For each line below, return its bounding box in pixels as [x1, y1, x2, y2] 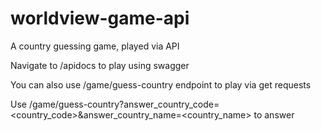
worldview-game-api [10, 7, 190, 30]
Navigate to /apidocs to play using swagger [10, 59, 190, 71]
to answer [253, 108, 295, 121]
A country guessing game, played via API [10, 40, 180, 52]
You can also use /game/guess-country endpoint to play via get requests [10, 78, 312, 91]
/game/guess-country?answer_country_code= [28, 98, 220, 110]
